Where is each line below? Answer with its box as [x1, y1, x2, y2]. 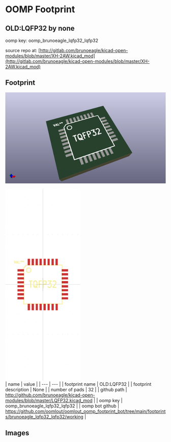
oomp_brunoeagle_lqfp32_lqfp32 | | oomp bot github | [5, 403, 120, 409]
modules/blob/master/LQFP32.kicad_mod [5, 398, 93, 404]
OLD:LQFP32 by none [5, 24, 75, 33]
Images [5, 428, 30, 437]
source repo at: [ [5, 48, 40, 53]
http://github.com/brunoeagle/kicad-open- [5, 392, 95, 398]
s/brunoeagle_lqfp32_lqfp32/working [5, 414, 84, 420]
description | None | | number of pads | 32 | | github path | [5, 387, 127, 393]
